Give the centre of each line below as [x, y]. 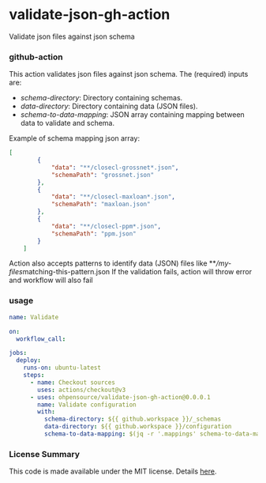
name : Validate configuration [87, 405]
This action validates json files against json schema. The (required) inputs [129, 74]
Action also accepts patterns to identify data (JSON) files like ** [112, 263]
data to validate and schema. [67, 123]
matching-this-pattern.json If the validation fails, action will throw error [137, 272]
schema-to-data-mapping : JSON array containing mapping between [133, 115]
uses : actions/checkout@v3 [82, 390]
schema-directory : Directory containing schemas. [101, 98]
